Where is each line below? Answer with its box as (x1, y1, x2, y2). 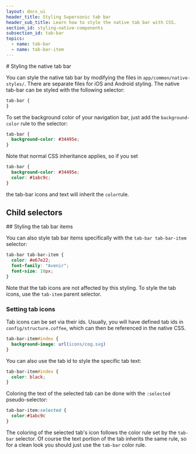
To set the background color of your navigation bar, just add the (6, 113, 160, 120)
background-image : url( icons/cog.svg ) (11, 341, 106, 347)
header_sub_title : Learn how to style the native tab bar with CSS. (6, 19, 177, 25)
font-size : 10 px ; (11, 268, 54, 275)
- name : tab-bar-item (11, 47, 64, 53)
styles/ (6, 81, 25, 87)
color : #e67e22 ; (11, 258, 51, 264)
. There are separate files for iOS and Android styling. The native (24, 80, 180, 87)
